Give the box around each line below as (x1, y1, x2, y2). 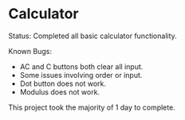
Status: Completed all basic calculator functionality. (8, 31, 177, 41)
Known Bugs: (8, 46, 52, 56)
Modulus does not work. (19, 87, 100, 96)
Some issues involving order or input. (19, 70, 143, 79)
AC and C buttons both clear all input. (19, 61, 144, 72)
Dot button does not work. (19, 79, 106, 88)
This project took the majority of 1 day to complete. (8, 103, 175, 112)
